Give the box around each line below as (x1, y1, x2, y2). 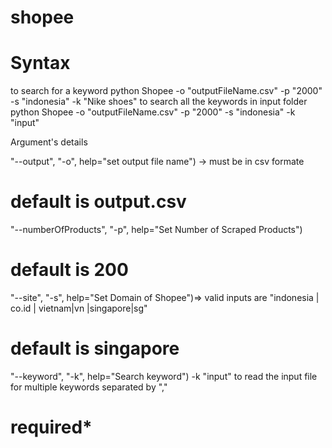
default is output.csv (10, 191, 187, 213)
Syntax (10, 52, 71, 75)
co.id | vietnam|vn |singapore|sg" (10, 302, 148, 314)
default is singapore (10, 337, 180, 360)
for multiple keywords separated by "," (10, 381, 168, 393)
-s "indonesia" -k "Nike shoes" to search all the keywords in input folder (10, 96, 308, 108)
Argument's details (10, 136, 88, 148)
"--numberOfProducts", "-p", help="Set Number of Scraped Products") (10, 224, 303, 236)
